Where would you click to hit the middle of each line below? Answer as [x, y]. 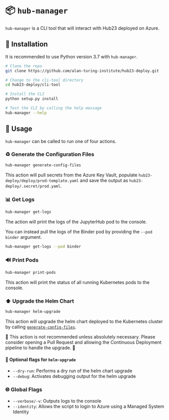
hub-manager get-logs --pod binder [43, 246]
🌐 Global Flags [24, 390]
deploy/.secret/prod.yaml [33, 186]
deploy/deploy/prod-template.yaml [42, 181]
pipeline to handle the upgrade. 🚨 [40, 348]
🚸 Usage [19, 129]
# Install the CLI [25, 94]
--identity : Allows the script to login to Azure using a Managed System [88, 406]
